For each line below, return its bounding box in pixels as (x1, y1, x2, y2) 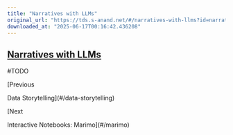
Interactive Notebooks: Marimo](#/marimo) (7, 120, 130, 129)
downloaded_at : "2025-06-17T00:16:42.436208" (7, 23, 141, 30)
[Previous (7, 80, 35, 89)
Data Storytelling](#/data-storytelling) (7, 94, 115, 102)
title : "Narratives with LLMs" (7, 10, 98, 17)
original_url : (7, 17, 49, 24)
